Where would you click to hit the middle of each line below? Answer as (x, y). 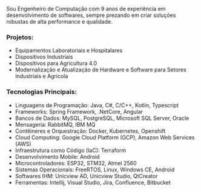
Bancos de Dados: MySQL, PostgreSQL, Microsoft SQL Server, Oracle (102, 118)
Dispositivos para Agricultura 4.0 (56, 64)
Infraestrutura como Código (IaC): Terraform (70, 150)
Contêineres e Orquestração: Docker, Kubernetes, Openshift (90, 131)
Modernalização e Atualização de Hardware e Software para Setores (100, 70)
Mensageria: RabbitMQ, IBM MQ (55, 124)
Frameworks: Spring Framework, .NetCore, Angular (79, 111)
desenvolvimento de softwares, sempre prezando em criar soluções (91, 15)
